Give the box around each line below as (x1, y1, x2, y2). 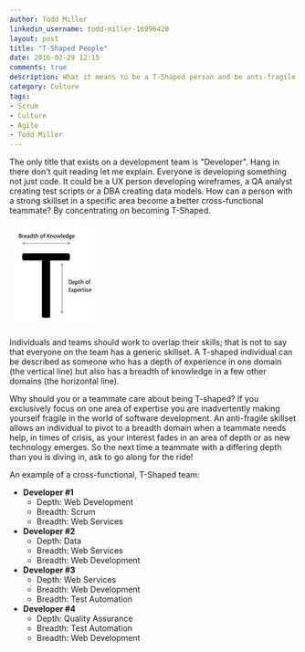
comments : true (9, 63, 68, 72)
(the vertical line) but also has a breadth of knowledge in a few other (9, 366, 267, 377)
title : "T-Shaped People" (9, 44, 108, 53)
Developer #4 (22, 604, 76, 615)
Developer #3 (22, 564, 76, 575)
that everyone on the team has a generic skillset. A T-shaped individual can (9, 347, 293, 358)
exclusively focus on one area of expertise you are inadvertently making (9, 403, 280, 415)
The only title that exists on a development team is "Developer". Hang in (9, 156, 280, 168)
